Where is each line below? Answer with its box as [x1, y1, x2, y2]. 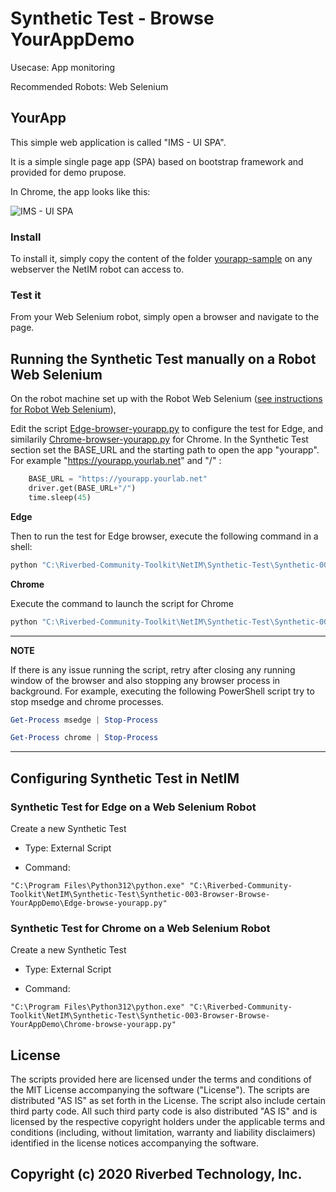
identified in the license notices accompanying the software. [10, 1137, 259, 1149]
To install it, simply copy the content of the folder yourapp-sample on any [10, 253, 313, 265]
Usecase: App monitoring [10, 61, 116, 73]
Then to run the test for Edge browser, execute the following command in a [10, 530, 319, 542]
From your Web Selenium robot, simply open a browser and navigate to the [10, 311, 320, 323]
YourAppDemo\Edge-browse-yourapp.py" [10, 898, 168, 908]
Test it [10, 288, 42, 302]
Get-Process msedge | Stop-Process [10, 715, 159, 725]
